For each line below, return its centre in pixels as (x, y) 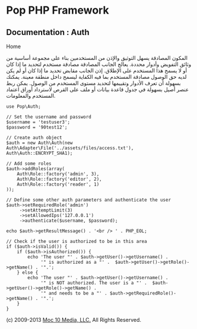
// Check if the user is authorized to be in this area (77, 241)
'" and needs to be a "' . (74, 293)
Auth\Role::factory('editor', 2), (59, 179)
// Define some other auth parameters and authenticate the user (88, 200)
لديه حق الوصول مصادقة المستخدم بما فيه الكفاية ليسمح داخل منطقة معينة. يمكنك (96, 77)
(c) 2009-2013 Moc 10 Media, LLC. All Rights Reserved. (74, 320)
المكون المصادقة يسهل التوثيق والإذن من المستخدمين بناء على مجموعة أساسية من (97, 58)
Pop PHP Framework (58, 10)
